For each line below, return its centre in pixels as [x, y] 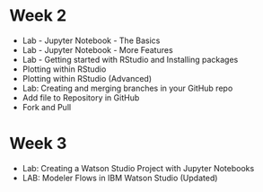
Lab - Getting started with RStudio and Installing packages [130, 59]
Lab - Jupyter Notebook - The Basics [91, 40]
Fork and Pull [47, 107]
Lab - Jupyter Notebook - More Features [97, 49]
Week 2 [38, 16]
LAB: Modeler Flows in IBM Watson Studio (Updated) [120, 178]
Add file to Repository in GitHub [81, 97]
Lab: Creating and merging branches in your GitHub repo [127, 88]
